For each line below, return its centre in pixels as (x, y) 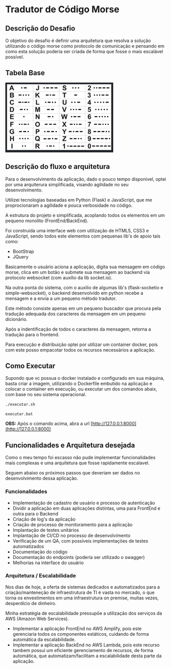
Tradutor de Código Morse (63, 9)
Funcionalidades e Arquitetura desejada (70, 445)
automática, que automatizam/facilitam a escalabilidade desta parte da (87, 656)
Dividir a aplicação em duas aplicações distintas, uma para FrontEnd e (87, 508)
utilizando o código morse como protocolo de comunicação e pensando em (85, 46)
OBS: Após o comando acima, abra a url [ (49, 424)
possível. (15, 57)
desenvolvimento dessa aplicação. (42, 478)
